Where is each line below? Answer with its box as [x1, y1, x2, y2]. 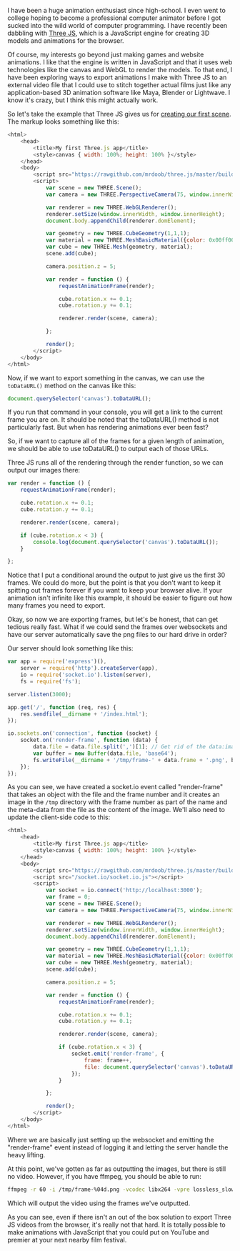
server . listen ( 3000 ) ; [7, 691, 72, 698]
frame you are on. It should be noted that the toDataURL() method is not [7, 415, 219, 424]
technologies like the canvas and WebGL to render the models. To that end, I [7, 66, 233, 74]
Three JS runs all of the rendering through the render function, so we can [7, 458, 224, 467]
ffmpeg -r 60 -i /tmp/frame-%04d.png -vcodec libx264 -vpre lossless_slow [7, 1186, 235, 1193]
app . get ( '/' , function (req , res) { [7, 703, 116, 711]
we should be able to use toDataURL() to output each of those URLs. [7, 445, 209, 453]
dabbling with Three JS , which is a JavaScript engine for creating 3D [7, 29, 210, 37]
